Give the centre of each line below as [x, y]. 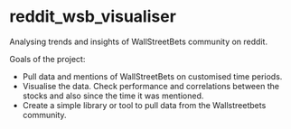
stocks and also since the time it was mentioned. [113, 96]
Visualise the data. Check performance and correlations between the [151, 86]
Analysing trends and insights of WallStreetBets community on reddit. [139, 41]
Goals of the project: [47, 59]
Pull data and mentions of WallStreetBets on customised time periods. [152, 76]
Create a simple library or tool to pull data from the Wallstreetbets [144, 105]
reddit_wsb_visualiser [93, 17]
